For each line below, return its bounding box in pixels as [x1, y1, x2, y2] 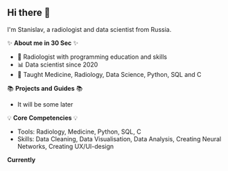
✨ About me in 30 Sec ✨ [7, 39, 78, 47]
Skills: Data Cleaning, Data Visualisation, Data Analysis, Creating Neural [17, 134, 222, 143]
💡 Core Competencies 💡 [7, 114, 78, 122]
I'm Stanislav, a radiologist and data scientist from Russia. [7, 25, 172, 33]
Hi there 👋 [7, 7, 51, 19]
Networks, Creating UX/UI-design [17, 142, 114, 150]
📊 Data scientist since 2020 [17, 60, 98, 69]
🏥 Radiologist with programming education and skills [17, 53, 168, 61]
